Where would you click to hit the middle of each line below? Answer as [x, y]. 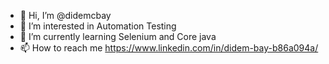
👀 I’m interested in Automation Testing [98, 26]
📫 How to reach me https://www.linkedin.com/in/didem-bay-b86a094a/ [169, 48]
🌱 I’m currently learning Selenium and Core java [118, 36]
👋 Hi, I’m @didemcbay [65, 15]
